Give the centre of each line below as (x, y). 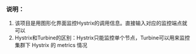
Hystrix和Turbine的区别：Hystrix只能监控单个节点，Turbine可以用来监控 (102, 38)
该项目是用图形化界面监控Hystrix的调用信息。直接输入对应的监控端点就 (101, 23)
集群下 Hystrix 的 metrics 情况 (51, 45)
